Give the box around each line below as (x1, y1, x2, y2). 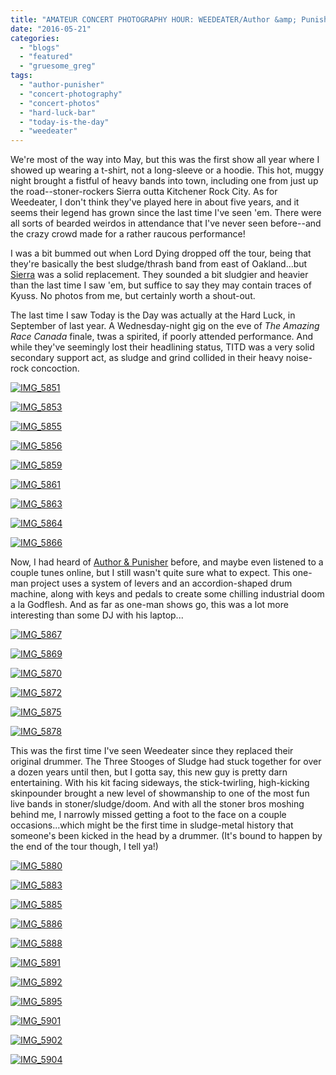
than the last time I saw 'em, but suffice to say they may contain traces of (10, 279, 312, 291)
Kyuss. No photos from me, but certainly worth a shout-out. (10, 290, 256, 302)
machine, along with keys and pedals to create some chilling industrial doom (10, 588, 325, 600)
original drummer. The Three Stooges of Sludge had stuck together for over (10, 756, 322, 768)
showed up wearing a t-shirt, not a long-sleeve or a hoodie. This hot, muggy (10, 164, 325, 176)
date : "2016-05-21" (10, 24, 92, 34)
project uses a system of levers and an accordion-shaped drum (30, 577, 293, 590)
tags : (10, 71, 33, 81)
